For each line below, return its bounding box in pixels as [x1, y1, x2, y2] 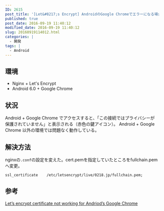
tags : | [5, 43, 21, 48]
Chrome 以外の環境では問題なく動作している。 [5, 127, 99, 133]
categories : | [5, 35, 34, 40]
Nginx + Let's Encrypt [12, 81, 56, 86]
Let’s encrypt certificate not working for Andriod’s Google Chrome [5, 200, 138, 206]
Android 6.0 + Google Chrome [12, 86, 73, 92]
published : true [5, 16, 38, 21]
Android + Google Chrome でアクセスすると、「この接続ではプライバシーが [5, 115, 155, 121]
